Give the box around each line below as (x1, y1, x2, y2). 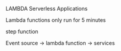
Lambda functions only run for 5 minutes (5, 17, 106, 23)
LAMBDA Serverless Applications (5, 5, 88, 12)
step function (5, 28, 38, 35)
